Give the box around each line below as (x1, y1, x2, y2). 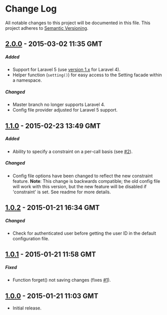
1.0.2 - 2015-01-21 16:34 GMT (5, 203, 100, 212)
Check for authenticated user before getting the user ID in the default (12, 230, 156, 236)
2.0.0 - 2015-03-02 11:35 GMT (5, 40, 103, 48)
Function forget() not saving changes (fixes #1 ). (12, 277, 111, 283)
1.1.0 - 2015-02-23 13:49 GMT (5, 122, 101, 130)
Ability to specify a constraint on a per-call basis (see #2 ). (12, 148, 133, 154)
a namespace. (12, 77, 42, 83)
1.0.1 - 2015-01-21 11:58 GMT (5, 250, 97, 259)
